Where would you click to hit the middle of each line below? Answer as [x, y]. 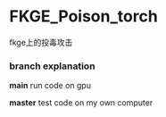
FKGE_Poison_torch [83, 17]
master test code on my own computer [81, 103]
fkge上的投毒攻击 [41, 42]
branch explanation [52, 66]
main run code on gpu [50, 86]
